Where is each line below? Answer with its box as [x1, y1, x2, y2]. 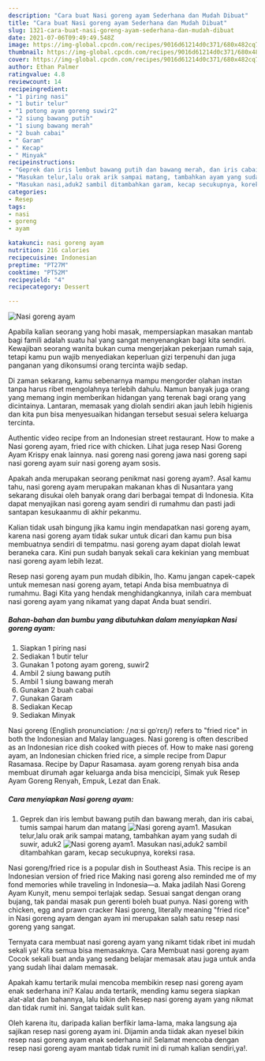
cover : [8, 56, 30, 64]
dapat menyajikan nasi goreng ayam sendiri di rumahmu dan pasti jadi [8, 499, 236, 508]
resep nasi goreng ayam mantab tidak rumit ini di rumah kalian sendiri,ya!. [8, 1044, 248, 1053]
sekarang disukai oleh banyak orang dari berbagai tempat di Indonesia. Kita [8, 491, 254, 500]
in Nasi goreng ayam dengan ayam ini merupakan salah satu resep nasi [8, 914, 240, 923]
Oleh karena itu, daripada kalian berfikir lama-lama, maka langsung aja [8, 1018, 237, 1028]
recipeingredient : [8, 85, 69, 93]
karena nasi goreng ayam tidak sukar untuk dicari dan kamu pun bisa [8, 531, 233, 541]
